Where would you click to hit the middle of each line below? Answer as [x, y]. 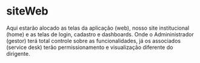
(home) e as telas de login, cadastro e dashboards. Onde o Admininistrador [100, 34]
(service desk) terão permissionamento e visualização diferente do [90, 47]
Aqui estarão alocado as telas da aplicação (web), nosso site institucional [98, 28]
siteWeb [27, 11]
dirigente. [18, 53]
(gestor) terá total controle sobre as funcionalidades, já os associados [93, 41]
